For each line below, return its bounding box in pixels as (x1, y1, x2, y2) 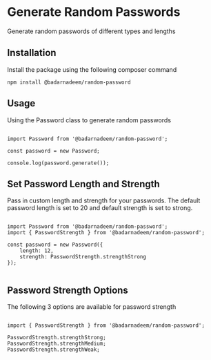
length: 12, (19, 247, 54, 254)
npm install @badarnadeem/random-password (7, 79, 131, 86)
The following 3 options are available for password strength (7, 303, 177, 311)
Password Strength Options (7, 284, 129, 296)
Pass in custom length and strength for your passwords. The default (7, 196, 201, 205)
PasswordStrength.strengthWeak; (7, 346, 100, 353)
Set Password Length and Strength (7, 178, 160, 190)
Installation (7, 47, 57, 59)
